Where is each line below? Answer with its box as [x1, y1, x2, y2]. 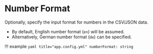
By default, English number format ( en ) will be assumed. [11, 28, 125, 34]
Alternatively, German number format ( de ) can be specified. [11, 34, 132, 40]
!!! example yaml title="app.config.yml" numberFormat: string [4, 43, 133, 49]
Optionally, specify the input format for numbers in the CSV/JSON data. [4, 19, 149, 25]
